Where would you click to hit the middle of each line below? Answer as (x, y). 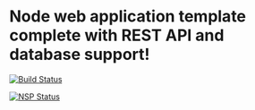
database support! (80, 55)
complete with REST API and (117, 35)
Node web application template (128, 17)
